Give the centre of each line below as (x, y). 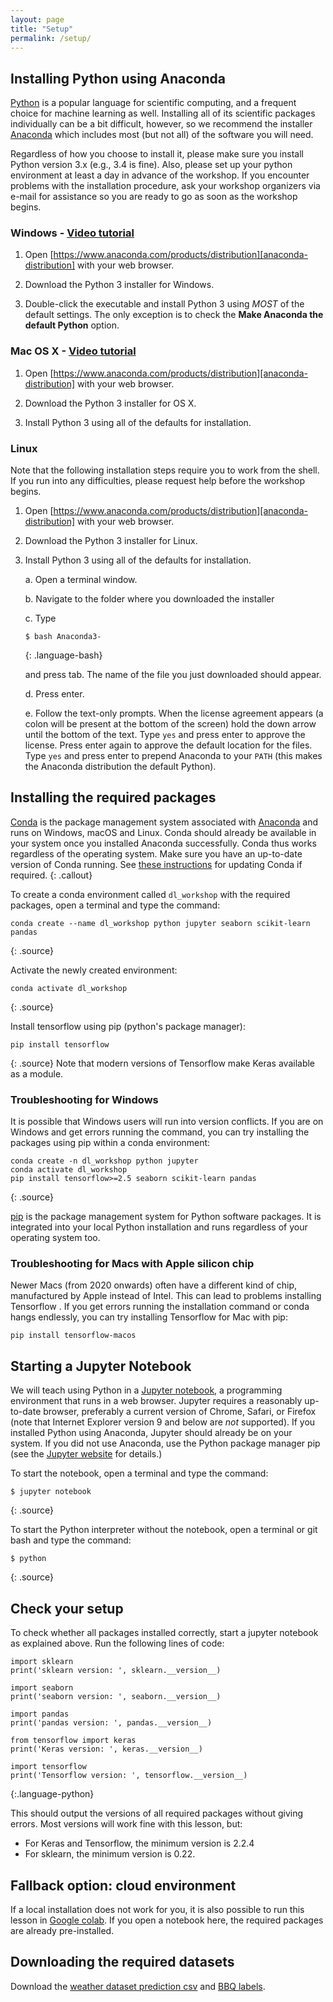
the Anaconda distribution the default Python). (120, 767)
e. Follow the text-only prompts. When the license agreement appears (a (174, 713)
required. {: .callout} (51, 875)
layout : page (37, 19)
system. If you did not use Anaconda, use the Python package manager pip (165, 1443)
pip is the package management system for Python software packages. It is (166, 1217)
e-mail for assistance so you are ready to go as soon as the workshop (154, 197)
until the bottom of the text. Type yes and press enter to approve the (165, 735)
